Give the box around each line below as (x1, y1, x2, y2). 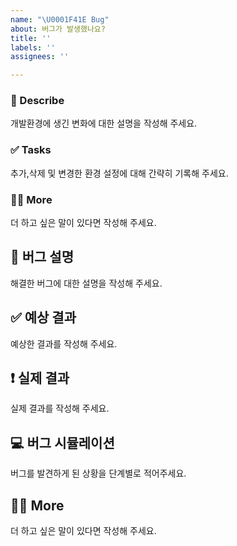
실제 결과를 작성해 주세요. (10, 402, 110, 415)
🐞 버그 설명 (10, 249, 75, 266)
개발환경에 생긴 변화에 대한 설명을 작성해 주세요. (10, 117, 198, 130)
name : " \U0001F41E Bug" (10, 14, 110, 25)
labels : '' (10, 42, 56, 53)
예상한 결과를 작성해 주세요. (10, 337, 118, 350)
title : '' (10, 33, 52, 43)
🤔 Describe (10, 94, 65, 108)
